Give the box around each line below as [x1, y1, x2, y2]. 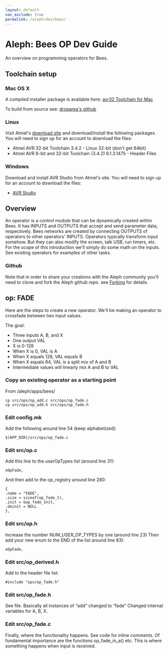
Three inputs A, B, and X [12, 332, 63, 338]
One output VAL [12, 337, 46, 343]
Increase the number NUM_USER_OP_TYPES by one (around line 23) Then [5, 532, 159, 538]
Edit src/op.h [5, 520, 38, 527]
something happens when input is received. [5, 643, 96, 649]
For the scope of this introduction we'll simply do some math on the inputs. [5, 244, 160, 250]
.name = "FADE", [5, 491, 39, 496]
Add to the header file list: [5, 570, 59, 576]
